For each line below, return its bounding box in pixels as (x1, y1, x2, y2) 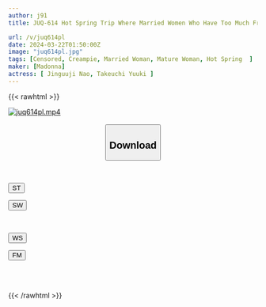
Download (109, 139, 157, 151)
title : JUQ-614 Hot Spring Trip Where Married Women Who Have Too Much (8, 19, 249, 27)
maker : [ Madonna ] (8, 63, 66, 71)
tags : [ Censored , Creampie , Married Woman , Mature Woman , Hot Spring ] (8, 55, 253, 63)
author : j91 (8, 11, 47, 20)
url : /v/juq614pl (8, 33, 66, 41)
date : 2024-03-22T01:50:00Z (8, 40, 101, 48)
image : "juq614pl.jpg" (8, 48, 83, 56)
